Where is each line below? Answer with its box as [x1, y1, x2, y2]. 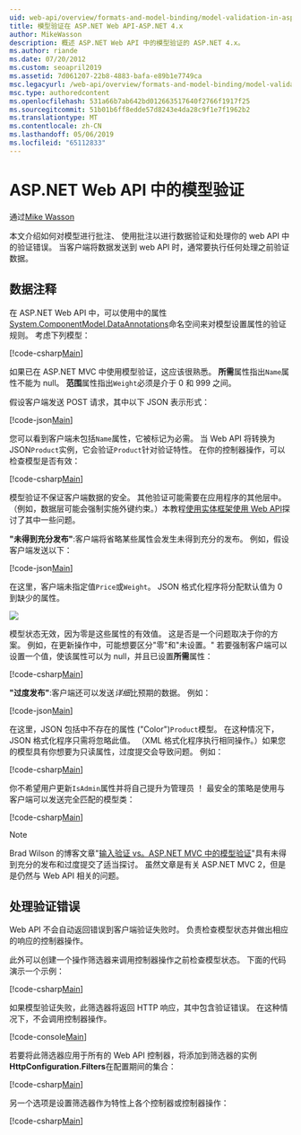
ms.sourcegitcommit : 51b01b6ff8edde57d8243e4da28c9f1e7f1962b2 [9, 105, 251, 114]
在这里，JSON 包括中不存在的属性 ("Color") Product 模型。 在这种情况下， [9, 724, 279, 735]
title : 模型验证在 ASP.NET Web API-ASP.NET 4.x [9, 22, 184, 31]
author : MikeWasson [9, 30, 82, 39]
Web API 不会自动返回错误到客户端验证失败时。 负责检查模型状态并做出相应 [9, 924, 288, 935]
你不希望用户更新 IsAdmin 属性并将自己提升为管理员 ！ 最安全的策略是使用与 [9, 782, 285, 793]
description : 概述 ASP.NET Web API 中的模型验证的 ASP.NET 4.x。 [9, 38, 245, 48]
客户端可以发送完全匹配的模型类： [9, 794, 135, 805]
